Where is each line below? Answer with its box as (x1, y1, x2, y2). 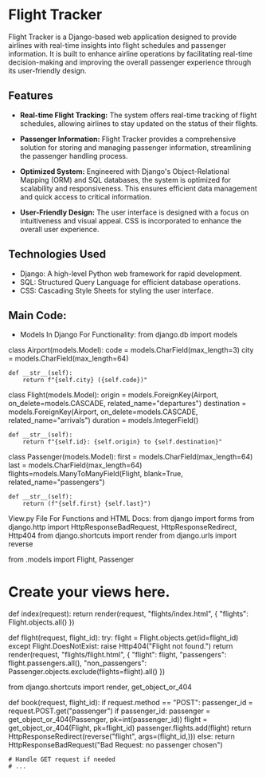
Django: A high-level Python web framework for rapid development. (19, 269, 242, 278)
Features (8, 89, 53, 103)
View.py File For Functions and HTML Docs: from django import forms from (8, 514, 255, 523)
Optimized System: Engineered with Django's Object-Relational (19, 166, 229, 176)
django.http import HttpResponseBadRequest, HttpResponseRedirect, (8, 523, 237, 532)
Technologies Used (8, 247, 106, 261)
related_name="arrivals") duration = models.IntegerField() (8, 416, 199, 425)
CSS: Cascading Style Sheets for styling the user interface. (19, 286, 213, 295)
